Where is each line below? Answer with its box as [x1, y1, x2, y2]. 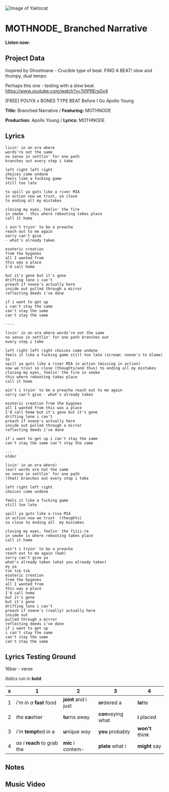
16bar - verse [5, 666, 33, 672]
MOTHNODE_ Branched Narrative [5, 23, 147, 34]
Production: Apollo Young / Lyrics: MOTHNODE [5, 117, 105, 123]
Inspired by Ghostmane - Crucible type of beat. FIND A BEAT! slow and [5, 67, 152, 74]
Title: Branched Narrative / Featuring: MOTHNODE [5, 107, 112, 113]
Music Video [5, 780, 46, 789]
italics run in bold [5, 676, 41, 682]
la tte [137, 699, 148, 706]
